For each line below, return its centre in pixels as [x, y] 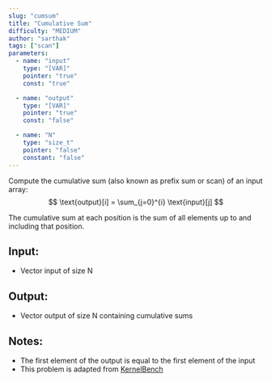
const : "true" [47, 83]
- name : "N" [36, 135]
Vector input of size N [56, 271]
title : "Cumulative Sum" [50, 23]
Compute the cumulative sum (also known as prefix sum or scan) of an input [135, 181]
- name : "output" [45, 98]
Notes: [25, 341]
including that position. [47, 226]
